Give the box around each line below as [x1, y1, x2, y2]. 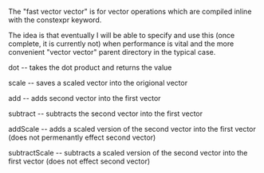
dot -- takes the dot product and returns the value [8, 63, 172, 72]
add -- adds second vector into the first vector [8, 94, 161, 102]
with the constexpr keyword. [8, 15, 102, 25]
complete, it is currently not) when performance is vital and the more [8, 39, 234, 48]
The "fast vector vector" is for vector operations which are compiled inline [8, 7, 252, 16]
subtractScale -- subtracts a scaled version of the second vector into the [8, 148, 248, 157]
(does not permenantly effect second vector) [8, 133, 156, 142]
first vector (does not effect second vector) [8, 156, 151, 166]
